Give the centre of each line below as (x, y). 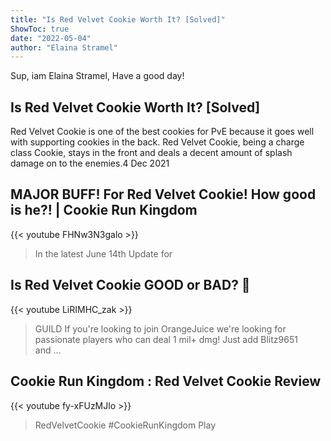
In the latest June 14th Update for (103, 253)
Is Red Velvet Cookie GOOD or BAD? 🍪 (130, 285)
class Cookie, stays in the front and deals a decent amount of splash (151, 153)
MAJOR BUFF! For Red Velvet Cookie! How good (163, 194)
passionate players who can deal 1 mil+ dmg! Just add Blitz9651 (166, 339)
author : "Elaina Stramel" (64, 47)
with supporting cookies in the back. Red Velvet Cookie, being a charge (157, 142)
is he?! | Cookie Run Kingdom (104, 210)
